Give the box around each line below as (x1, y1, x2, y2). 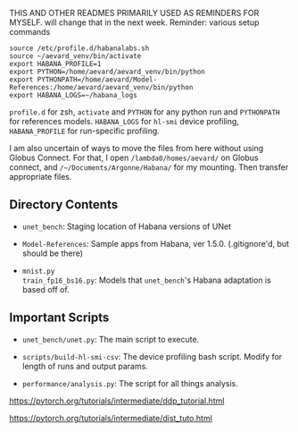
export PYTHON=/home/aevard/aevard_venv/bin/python (9, 67, 205, 76)
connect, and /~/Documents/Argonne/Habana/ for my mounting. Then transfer (9, 162, 289, 173)
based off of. (21, 284, 70, 294)
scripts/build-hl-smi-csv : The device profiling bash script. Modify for (21, 351, 283, 361)
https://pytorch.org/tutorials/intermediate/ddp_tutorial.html (9, 395, 225, 406)
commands (9, 27, 51, 37)
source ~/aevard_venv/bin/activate (9, 52, 142, 61)
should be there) (21, 248, 83, 258)
